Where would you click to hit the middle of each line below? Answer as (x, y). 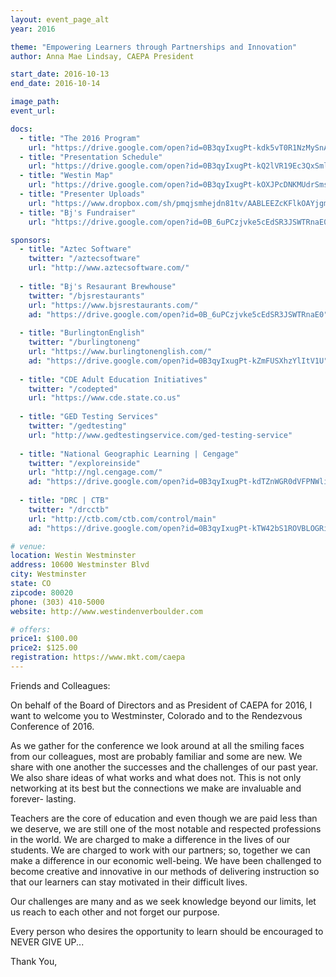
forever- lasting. (43, 798)
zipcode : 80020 (42, 592)
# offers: (31, 629)
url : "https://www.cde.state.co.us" (105, 398)
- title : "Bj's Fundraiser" (78, 212)
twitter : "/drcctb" (69, 509)
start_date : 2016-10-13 (60, 74)
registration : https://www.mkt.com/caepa (98, 657)
